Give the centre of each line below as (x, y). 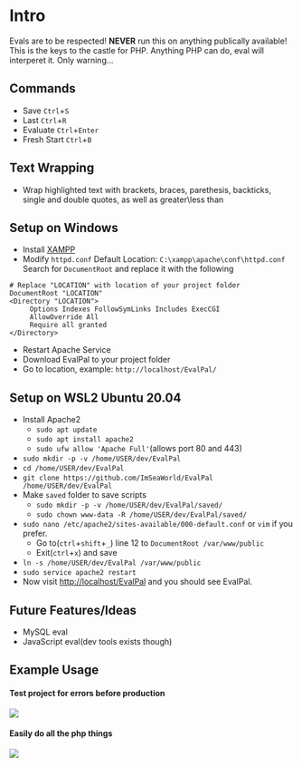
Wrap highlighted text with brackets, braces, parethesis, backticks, (146, 189)
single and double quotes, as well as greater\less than (123, 199)
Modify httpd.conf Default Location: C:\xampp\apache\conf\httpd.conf (154, 259)
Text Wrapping (52, 168)
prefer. (35, 534)
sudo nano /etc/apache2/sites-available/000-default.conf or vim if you (158, 524)
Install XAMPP (49, 249)
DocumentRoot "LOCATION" (56, 294)
